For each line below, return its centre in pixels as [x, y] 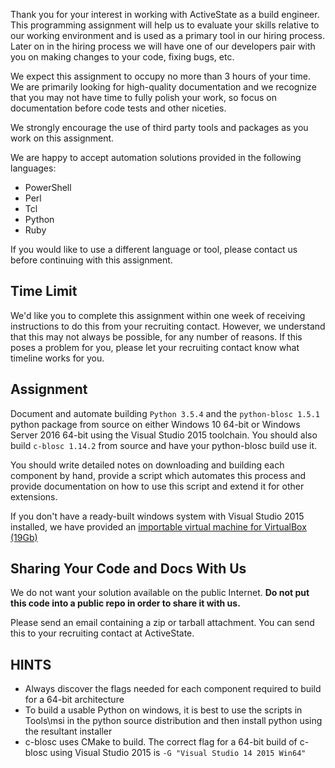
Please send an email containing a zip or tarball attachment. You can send [162, 623]
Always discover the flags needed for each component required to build [173, 689]
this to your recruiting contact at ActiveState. [102, 633]
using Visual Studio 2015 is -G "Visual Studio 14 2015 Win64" [178, 753]
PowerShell [48, 187]
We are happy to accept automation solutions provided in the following [156, 157]
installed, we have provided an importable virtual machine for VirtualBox [158, 526]
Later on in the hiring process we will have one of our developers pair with [163, 46]
